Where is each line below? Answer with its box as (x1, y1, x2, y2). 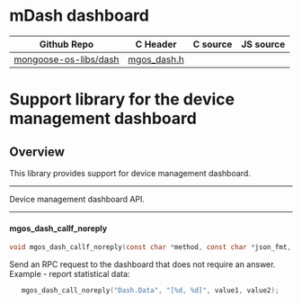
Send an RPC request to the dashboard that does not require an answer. (9, 259, 276, 270)
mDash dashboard (9, 5, 150, 26)
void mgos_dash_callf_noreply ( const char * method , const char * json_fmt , (9, 243, 292, 252)
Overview (9, 144, 66, 159)
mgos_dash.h (128, 53, 184, 66)
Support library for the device (9, 89, 235, 110)
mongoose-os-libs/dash (13, 53, 120, 66)
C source (192, 38, 233, 50)
